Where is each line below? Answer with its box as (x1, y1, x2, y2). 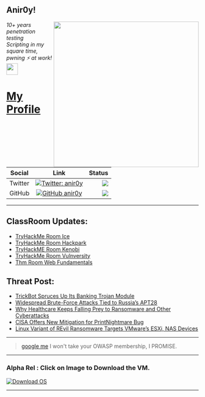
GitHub (9, 189, 30, 197)
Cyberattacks (15, 312, 49, 319)
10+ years (6, 21, 32, 28)
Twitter (9, 179, 29, 187)
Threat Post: (6, 276, 55, 287)
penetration (6, 28, 35, 35)
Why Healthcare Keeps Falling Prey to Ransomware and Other (15, 306, 171, 313)
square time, (6, 47, 38, 55)
